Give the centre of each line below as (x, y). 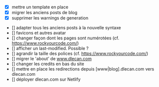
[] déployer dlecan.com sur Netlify (46, 79)
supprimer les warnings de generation (50, 18)
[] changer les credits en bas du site (48, 64)
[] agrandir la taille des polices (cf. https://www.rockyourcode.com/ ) (80, 53)
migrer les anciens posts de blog (44, 13)
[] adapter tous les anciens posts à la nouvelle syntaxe (66, 28)
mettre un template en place (40, 7)
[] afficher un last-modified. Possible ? (50, 49)
